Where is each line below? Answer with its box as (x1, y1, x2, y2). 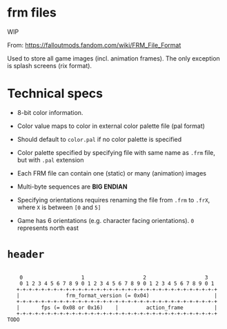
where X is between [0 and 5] (17, 203, 101, 211)
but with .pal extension (17, 156, 84, 164)
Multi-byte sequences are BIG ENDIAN (17, 182, 128, 191)
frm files (7, 5, 57, 21)
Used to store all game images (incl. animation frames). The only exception (7, 54, 221, 63)
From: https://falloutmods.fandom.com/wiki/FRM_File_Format (7, 41, 181, 49)
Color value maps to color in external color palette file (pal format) (17, 122, 206, 130)
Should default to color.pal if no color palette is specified (17, 135, 182, 143)
